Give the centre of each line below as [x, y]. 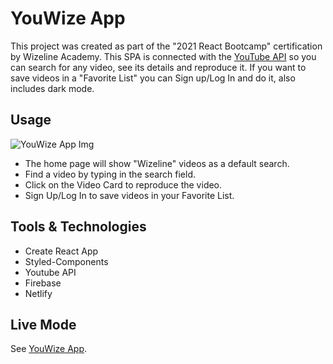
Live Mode [43, 324]
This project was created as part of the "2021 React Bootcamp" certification [166, 46]
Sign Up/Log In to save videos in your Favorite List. [129, 195]
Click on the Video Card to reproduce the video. [123, 184]
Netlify [38, 293]
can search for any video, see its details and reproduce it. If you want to [158, 67]
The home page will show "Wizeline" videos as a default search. [157, 163]
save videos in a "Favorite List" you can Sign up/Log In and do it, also [153, 78]
